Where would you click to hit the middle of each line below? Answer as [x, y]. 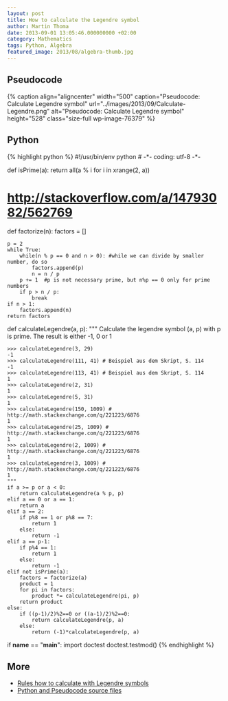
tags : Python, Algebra [39, 45]
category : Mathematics [39, 39]
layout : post [26, 13]
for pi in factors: [47, 590]
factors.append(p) [58, 268]
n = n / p [46, 274]
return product [41, 602]
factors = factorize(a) [54, 578]
